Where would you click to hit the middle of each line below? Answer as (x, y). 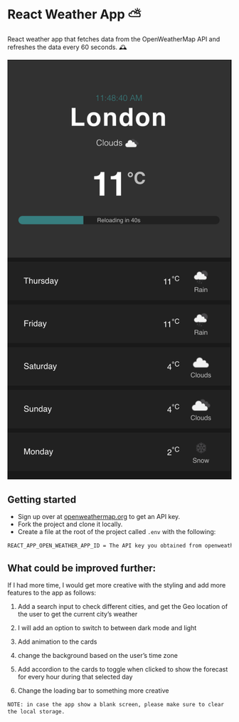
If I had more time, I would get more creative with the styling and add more (117, 585)
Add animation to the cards (57, 642)
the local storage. (36, 711)
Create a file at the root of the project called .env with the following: (117, 532)
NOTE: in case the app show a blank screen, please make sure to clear (116, 704)
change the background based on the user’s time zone (97, 655)
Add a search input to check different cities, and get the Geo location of (123, 606)
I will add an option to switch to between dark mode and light (107, 627)
